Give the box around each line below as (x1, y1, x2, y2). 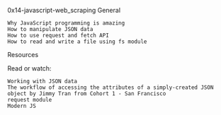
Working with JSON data (7, 78, 78, 85)
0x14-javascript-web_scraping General (7, 6, 121, 14)
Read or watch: (7, 64, 52, 73)
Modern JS (7, 102, 37, 109)
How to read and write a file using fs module (7, 38, 147, 45)
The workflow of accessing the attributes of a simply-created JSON (7, 84, 214, 91)
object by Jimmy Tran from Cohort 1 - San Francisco (7, 90, 166, 97)
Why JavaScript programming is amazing (7, 20, 125, 27)
